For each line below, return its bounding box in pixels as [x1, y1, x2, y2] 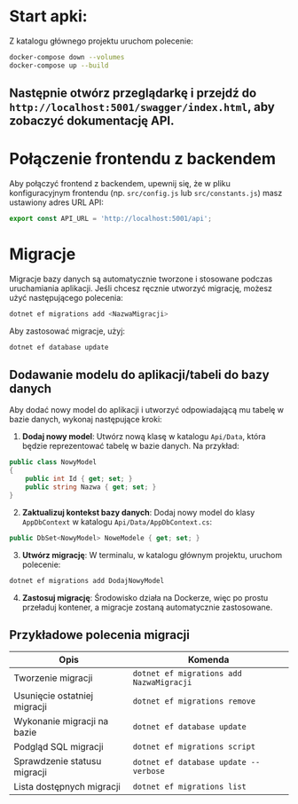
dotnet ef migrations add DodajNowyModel [9, 576, 165, 585]
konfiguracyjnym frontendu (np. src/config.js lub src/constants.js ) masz [9, 188, 283, 199]
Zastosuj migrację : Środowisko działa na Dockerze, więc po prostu [21, 592, 269, 603]
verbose [132, 766, 166, 776]
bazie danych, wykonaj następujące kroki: [9, 414, 162, 425]
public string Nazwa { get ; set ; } [25, 483, 157, 492]
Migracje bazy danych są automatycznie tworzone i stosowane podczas [9, 273, 273, 284]
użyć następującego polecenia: [9, 292, 124, 303]
